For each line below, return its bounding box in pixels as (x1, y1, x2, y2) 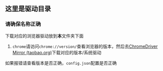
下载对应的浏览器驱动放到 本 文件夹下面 (5, 33, 83, 38)
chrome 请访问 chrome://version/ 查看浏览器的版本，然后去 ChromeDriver (12, 43, 158, 49)
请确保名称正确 (5, 21, 41, 28)
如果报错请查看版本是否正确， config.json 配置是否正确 (5, 60, 117, 66)
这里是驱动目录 (5, 4, 51, 13)
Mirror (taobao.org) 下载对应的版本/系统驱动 (12, 49, 102, 55)
